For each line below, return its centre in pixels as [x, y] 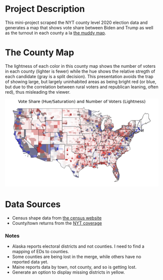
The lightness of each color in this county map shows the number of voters [80, 66]
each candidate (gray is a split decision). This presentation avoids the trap [79, 76]
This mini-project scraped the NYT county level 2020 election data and [76, 22]
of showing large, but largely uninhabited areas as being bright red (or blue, [81, 81]
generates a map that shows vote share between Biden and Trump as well [79, 27]
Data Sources [33, 204]
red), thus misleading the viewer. [38, 92]
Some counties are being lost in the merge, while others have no [77, 257]
